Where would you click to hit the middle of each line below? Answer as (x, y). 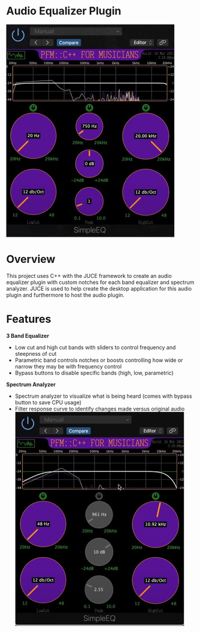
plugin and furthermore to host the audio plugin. (65, 295)
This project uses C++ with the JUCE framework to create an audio (89, 276)
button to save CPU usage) (48, 402)
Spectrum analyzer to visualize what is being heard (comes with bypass (104, 396)
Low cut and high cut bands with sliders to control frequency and (95, 347)
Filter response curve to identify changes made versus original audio (100, 409)
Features (29, 319)
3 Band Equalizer (28, 335)
